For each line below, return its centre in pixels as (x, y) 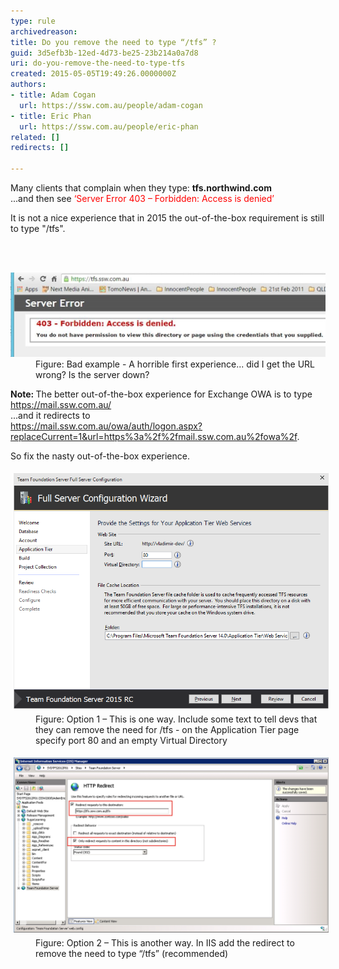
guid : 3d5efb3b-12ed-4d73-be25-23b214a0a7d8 (104, 53)
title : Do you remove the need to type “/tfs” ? (113, 42)
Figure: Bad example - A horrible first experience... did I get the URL (175, 364)
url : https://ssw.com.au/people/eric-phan (109, 126)
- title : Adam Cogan (53, 95)
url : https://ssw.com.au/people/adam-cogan (111, 105)
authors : (28, 85)
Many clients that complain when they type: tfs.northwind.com (141, 188)
